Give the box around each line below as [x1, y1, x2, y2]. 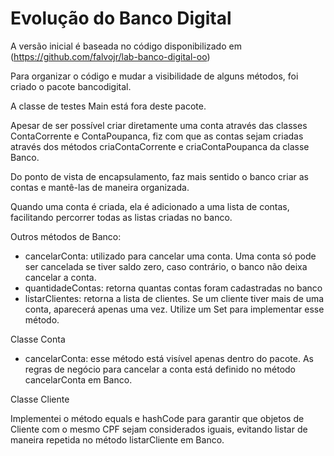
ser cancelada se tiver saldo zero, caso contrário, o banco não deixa [24, 260, 308, 272]
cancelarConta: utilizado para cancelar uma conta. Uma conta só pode [24, 250, 317, 262]
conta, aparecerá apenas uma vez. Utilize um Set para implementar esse [24, 303, 325, 315]
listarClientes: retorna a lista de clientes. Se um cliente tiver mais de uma [24, 292, 325, 304]
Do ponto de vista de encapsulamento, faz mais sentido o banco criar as [10, 170, 309, 182]
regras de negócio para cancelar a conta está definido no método [24, 363, 296, 375]
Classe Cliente [10, 393, 70, 405]
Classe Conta [10, 333, 66, 345]
